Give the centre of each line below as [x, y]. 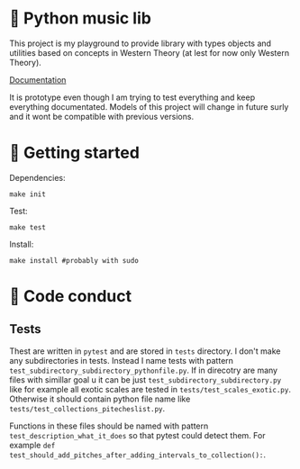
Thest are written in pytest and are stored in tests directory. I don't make [145, 351]
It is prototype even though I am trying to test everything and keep [132, 97]
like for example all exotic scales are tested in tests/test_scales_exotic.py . [150, 389]
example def [32, 445]
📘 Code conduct [71, 297]
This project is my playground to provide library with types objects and [141, 43]
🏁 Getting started [74, 153]
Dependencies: [37, 177]
